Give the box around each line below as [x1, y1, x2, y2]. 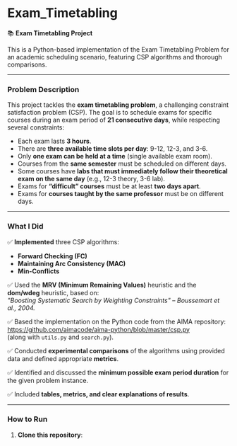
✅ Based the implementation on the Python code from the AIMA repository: [7, 317, 226, 326]
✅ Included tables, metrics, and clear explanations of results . [7, 389, 190, 398]
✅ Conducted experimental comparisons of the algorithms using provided [7, 346, 226, 355]
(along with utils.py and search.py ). [7, 333, 114, 341]
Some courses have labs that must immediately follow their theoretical [17, 167, 228, 176]
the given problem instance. [7, 376, 89, 384]
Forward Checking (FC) [17, 251, 88, 260]
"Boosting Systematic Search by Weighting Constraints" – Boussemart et [7, 296, 220, 304]
